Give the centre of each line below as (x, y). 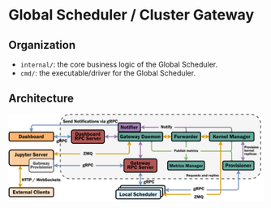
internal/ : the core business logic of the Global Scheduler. (119, 64)
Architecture (41, 99)
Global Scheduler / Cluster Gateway (131, 15)
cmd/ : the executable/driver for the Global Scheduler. (108, 73)
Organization (42, 45)
